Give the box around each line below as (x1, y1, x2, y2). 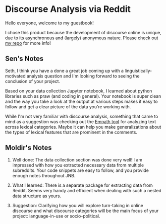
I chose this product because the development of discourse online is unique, (5, 29, 162, 35)
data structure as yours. (12, 193, 61, 199)
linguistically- (124, 68, 152, 74)
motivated (5, 73, 26, 79)
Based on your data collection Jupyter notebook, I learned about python (5, 88, 152, 94)
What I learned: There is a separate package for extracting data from (12, 182, 153, 188)
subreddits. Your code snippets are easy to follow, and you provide (12, 167, 149, 173)
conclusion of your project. (5, 78, 60, 84)
